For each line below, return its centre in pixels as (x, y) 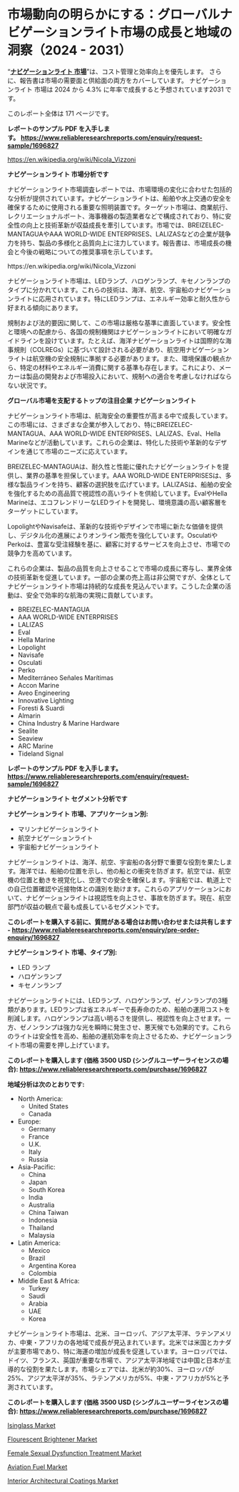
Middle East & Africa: (49, 1281)
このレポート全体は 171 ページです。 (60, 113)
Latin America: (39, 1243)
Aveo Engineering (44, 693)
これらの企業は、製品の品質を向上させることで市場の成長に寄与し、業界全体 (120, 568)
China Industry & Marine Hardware (68, 723)
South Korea (47, 1189)
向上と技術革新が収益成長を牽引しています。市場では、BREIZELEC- (125, 225)
